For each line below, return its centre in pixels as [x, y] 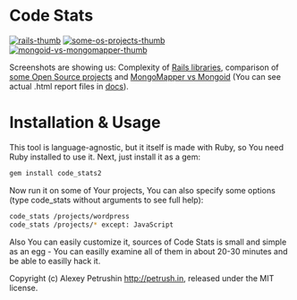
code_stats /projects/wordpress [69, 216]
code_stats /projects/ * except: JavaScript [92, 225]
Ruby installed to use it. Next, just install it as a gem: [105, 157]
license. [24, 287]
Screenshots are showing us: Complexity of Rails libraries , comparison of [144, 67]
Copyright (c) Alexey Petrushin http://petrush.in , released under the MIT [142, 278]
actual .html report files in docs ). [69, 86]
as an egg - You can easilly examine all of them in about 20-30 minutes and [148, 251]
